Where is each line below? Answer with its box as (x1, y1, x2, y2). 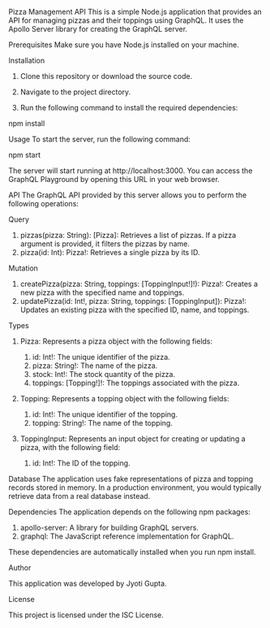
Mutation (8, 263, 39, 273)
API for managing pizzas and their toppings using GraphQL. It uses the (8, 15, 244, 25)
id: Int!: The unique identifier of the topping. (32, 409, 178, 419)
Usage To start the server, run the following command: (8, 134, 191, 144)
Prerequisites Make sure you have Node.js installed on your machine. (8, 40, 239, 50)
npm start (8, 150, 41, 159)
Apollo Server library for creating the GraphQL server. (8, 24, 188, 33)
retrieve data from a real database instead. (8, 492, 151, 500)
